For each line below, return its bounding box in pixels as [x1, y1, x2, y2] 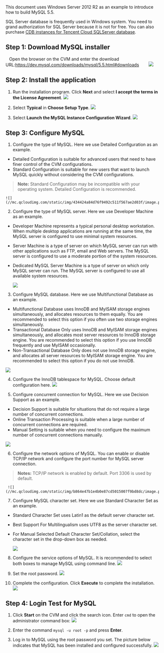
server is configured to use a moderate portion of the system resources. [12, 253, 158, 259]
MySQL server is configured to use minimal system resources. [12, 234, 138, 239]
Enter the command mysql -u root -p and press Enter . [12, 627, 123, 633]
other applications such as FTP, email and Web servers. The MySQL [12, 248, 149, 254]
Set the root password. [12, 571, 59, 577]
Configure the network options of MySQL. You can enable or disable [12, 451, 150, 456]
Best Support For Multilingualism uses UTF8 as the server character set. [12, 522, 158, 527]
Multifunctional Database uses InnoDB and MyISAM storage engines [12, 306, 150, 312]
